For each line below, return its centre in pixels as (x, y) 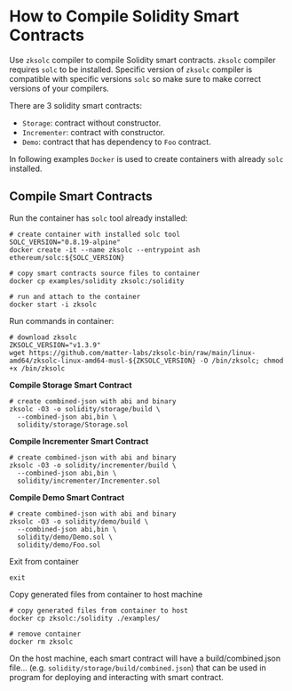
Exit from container (44, 561)
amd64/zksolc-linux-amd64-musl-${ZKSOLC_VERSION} (103, 361)
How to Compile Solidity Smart (124, 16)
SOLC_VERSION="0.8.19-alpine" (65, 242)
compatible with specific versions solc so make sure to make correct (135, 78)
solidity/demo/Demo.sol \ (65, 537)
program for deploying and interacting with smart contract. (117, 677)
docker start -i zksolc (53, 305)
